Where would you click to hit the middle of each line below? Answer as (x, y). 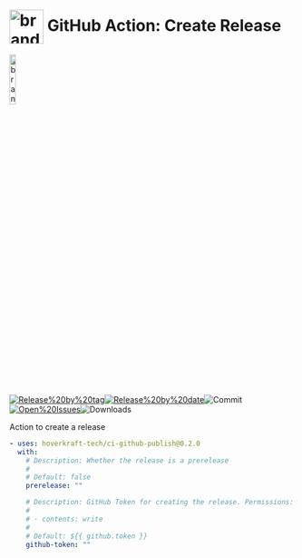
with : (28, 452)
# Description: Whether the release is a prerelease (127, 460)
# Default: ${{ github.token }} (87, 536)
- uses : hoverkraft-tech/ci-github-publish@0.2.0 (105, 443)
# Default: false (58, 477)
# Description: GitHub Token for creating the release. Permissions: (160, 503)
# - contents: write (64, 519)
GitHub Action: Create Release (164, 25)
